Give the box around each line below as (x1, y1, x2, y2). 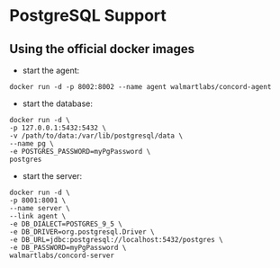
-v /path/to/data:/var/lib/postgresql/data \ (9, 131, 183, 140)
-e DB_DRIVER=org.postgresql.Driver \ (9, 228, 155, 237)
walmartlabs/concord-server (9, 251, 115, 260)
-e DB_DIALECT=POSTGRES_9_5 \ (9, 219, 123, 228)
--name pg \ (9, 139, 54, 148)
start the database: (22, 98, 93, 109)
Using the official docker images (9, 41, 195, 57)
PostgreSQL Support (9, 5, 167, 26)
